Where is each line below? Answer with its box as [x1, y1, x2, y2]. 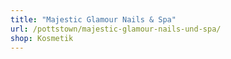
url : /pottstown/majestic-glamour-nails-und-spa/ [10, 24, 222, 34]
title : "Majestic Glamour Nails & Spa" [10, 14, 177, 25]
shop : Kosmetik [10, 33, 74, 43]
